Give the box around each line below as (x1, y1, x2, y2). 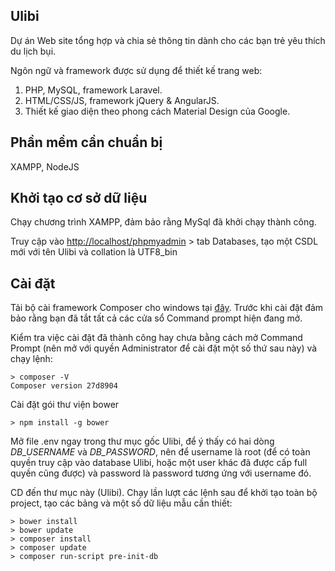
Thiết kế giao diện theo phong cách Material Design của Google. (24, 105, 291, 117)
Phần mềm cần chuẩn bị (10, 134, 163, 151)
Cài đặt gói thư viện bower (10, 399, 120, 411)
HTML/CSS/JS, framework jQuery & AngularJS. (24, 94, 220, 106)
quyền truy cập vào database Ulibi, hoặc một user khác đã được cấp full (10, 457, 308, 469)
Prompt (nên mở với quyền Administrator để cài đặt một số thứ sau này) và (10, 342, 318, 354)
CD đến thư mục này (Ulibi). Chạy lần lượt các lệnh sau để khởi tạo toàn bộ (10, 487, 318, 499)
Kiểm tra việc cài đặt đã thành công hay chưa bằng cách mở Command (10, 332, 303, 344)
